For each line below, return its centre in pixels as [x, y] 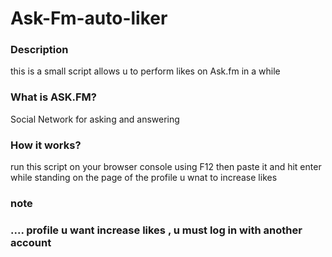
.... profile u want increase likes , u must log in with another [156, 230]
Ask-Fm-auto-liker [89, 18]
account [31, 242]
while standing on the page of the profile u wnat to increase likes [144, 178]
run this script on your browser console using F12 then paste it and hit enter [166, 167]
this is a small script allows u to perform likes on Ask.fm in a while [145, 71]
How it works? [46, 145]
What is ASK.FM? [53, 97]
